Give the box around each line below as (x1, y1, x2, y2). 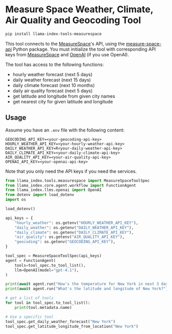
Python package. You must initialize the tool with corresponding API (12, 46, 156, 52)
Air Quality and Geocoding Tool (5, 14, 141, 26)
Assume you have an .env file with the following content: (5, 127, 125, 133)
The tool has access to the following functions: (5, 61, 104, 68)
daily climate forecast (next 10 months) (12, 82, 95, 88)
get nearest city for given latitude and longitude (12, 98, 113, 104)
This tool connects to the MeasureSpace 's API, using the (5, 40, 125, 47)
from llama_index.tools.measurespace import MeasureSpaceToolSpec (5, 178, 150, 183)
